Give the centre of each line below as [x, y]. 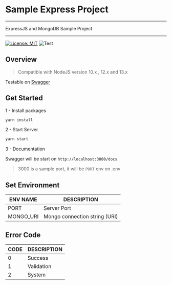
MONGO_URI [23, 217]
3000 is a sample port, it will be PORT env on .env [69, 169]
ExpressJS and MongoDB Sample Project [49, 28]
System [37, 275]
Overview [21, 59]
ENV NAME [23, 200]
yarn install [19, 120]
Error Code [23, 235]
